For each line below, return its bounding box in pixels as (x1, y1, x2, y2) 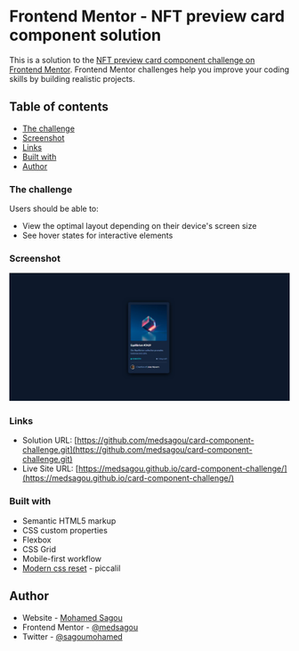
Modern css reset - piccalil (21, 563, 121, 574)
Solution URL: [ (21, 435, 77, 446)
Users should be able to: (9, 203, 100, 215)
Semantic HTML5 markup (21, 515, 117, 526)
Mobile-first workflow (21, 553, 102, 564)
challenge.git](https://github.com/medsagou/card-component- (21, 444, 253, 455)
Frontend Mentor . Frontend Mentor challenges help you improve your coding (9, 64, 290, 75)
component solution (9, 25, 162, 45)
